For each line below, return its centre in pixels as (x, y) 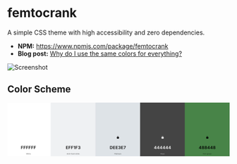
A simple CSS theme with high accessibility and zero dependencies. (106, 32)
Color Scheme (39, 89)
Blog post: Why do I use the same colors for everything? (99, 53)
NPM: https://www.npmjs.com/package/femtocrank (93, 46)
